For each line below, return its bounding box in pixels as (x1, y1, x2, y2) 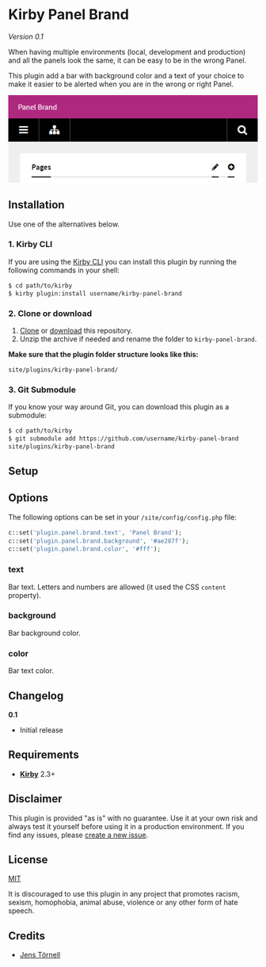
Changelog (8, 689, 64, 702)
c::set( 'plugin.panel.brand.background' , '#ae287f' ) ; (8, 537, 190, 545)
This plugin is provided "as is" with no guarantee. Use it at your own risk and (8, 813, 258, 823)
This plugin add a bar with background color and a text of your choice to (8, 70, 245, 80)
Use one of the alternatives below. (8, 219, 120, 229)
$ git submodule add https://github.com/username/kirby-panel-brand (8, 435, 239, 443)
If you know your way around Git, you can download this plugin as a (8, 402, 230, 412)
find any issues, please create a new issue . (8, 830, 149, 839)
